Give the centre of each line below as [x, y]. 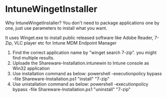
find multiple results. [33, 57]
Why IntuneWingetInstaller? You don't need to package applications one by [82, 23]
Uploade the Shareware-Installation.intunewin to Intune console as [81, 63]
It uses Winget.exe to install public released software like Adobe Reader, [79, 38]
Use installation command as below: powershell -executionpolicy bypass [87, 73]
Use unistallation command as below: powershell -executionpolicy [80, 84]
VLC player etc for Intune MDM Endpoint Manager [66, 43]
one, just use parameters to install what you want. [56, 28]
